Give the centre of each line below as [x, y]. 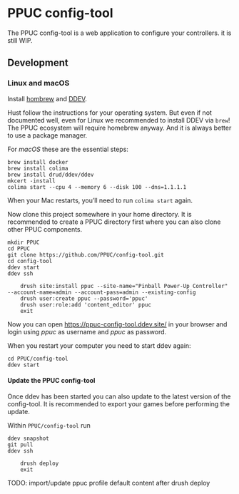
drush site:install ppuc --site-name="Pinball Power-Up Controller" [124, 286]
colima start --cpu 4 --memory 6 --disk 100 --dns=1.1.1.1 [97, 187]
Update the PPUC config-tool [51, 381]
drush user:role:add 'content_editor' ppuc [86, 304]
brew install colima [38, 168]
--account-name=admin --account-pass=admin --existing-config [102, 292]
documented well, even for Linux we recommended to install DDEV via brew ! [119, 120]
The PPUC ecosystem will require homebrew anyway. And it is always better [119, 128]
